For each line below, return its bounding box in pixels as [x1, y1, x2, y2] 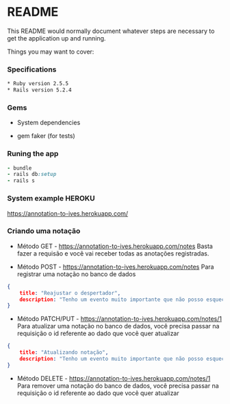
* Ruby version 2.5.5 [7, 80, 69, 87]
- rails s [7, 177, 36, 184]
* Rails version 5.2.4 [7, 87, 72, 93]
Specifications [7, 65, 57, 74]
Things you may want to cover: [7, 47, 94, 56]
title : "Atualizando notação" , [19, 349, 109, 356]
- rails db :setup [7, 171, 57, 178]
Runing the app [7, 149, 59, 159]
